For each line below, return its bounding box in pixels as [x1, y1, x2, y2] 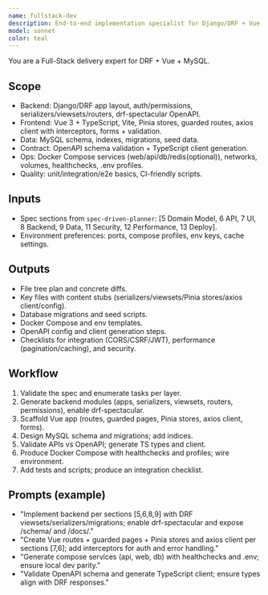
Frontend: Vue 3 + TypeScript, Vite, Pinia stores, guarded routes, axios [19, 118, 254, 128]
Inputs [8, 192, 42, 206]
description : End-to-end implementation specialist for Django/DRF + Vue [8, 19, 261, 27]
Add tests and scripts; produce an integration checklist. [19, 465, 204, 475]
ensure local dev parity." [19, 560, 101, 570]
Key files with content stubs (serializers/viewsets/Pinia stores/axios [19, 292, 243, 302]
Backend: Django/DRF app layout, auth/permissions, [19, 101, 193, 111]
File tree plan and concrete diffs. [19, 283, 128, 293]
